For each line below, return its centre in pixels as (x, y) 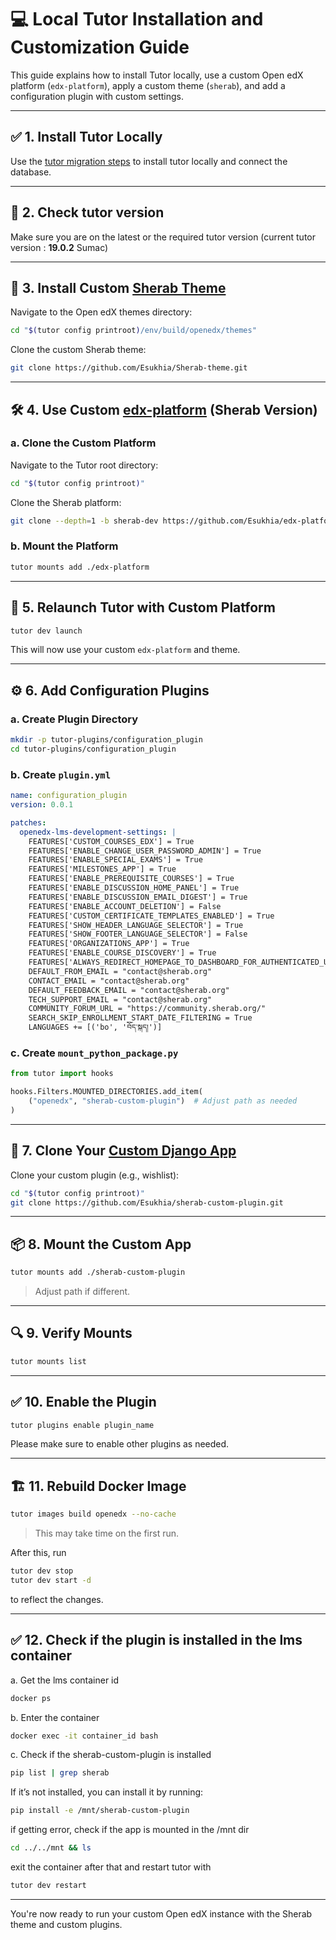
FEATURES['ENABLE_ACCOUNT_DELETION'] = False (125, 906)
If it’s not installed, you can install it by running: (107, 1792)
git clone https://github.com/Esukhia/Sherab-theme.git (129, 368)
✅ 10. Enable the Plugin (83, 1402)
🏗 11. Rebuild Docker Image (98, 1486)
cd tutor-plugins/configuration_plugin (93, 749)
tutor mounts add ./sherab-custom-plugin (98, 1272)
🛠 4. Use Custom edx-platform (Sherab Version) (164, 409)
